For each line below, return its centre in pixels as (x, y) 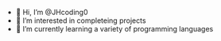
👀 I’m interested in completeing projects (81, 20)
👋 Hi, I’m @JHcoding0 (52, 12)
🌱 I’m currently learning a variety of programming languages (114, 29)
